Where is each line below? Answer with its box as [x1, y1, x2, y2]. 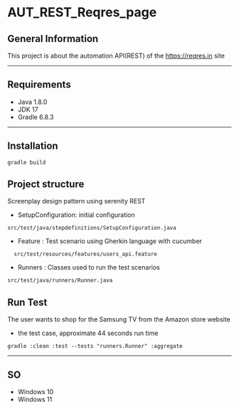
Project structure [7, 179, 85, 191]
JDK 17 [17, 105, 38, 114]
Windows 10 [17, 388, 54, 396]
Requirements [7, 79, 71, 91]
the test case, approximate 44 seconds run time [17, 329, 159, 338]
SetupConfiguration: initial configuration [17, 211, 135, 219]
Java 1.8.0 [17, 97, 48, 106]
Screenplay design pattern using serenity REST [7, 197, 146, 206]
